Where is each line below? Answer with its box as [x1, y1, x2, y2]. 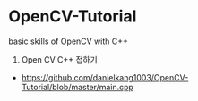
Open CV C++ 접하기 [21, 54, 98, 64]
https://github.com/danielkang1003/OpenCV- [21, 72, 189, 82]
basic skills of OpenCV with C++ [8, 36, 129, 46]
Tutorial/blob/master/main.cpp [21, 81, 133, 92]
